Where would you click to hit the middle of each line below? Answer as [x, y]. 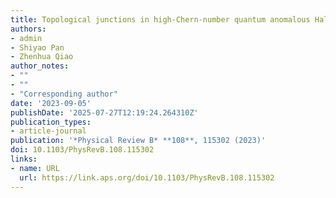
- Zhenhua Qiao [42, 57]
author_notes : [40, 66]
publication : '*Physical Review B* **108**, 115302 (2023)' [138, 141]
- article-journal [48, 131]
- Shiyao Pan [37, 47]
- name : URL [35, 168]
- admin [26, 38]
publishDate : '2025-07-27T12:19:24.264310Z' [104, 112]
